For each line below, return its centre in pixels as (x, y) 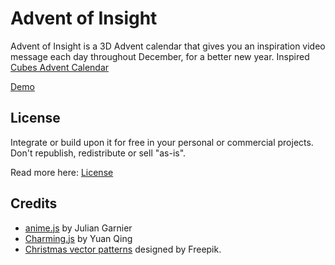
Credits (34, 203)
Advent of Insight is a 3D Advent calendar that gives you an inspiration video (168, 46)
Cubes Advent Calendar (60, 67)
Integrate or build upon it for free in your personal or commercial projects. (162, 142)
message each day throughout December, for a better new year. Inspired (160, 56)
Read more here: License (62, 172)
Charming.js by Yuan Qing (78, 238)
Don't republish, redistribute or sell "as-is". (98, 153)
